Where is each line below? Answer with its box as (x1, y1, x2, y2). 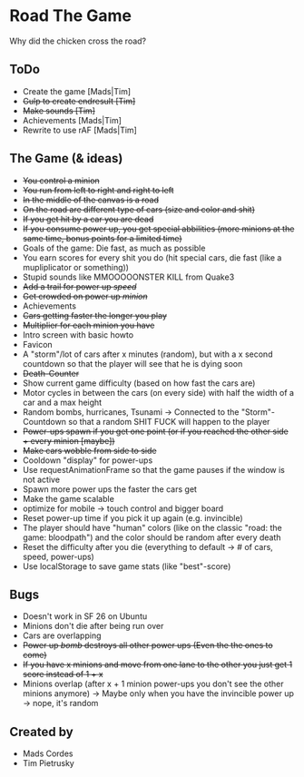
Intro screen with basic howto (22, 329, 134, 340)
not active (22, 474, 61, 485)
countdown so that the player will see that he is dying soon (22, 358, 243, 369)
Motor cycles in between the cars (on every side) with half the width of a (22, 387, 295, 398)
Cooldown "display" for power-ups (22, 455, 153, 466)
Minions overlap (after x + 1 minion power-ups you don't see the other (22, 678, 284, 690)
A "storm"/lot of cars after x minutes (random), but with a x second (22, 349, 273, 359)
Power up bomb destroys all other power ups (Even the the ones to (22, 640, 274, 651)
